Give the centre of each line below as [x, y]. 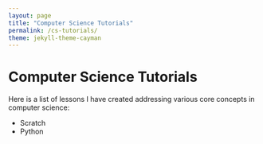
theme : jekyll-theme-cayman [55, 38]
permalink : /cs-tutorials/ [53, 30]
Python [31, 131]
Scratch [33, 123]
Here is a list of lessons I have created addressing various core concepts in [131, 99]
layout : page [30, 16]
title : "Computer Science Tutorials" [71, 23]
